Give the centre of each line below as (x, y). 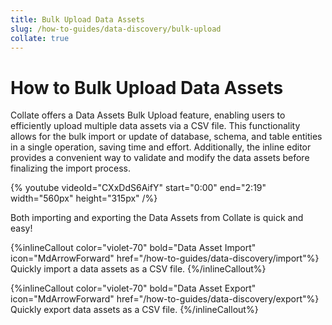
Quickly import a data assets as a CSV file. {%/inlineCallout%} (138, 269)
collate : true (40, 38)
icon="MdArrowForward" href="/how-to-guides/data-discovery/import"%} (165, 258)
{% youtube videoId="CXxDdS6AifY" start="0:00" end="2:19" (138, 188)
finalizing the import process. (70, 168)
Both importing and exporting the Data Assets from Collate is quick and (157, 218)
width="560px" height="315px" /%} (84, 198)
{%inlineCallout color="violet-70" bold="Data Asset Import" (133, 248)
